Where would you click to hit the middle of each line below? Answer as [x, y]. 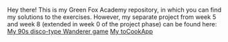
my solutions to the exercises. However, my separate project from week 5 [112, 17]
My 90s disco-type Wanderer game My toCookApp [80, 31]
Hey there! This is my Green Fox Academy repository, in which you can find [114, 10]
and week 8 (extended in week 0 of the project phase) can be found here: [112, 24]
